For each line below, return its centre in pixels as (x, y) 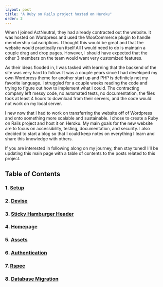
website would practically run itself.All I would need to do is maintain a (75, 48)
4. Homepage (21, 227)
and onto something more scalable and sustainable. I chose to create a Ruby (82, 118)
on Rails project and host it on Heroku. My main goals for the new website (79, 123)
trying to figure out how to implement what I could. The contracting (72, 88)
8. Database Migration (32, 279)
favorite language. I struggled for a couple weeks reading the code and (76, 83)
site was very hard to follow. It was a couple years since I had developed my (81, 73)
